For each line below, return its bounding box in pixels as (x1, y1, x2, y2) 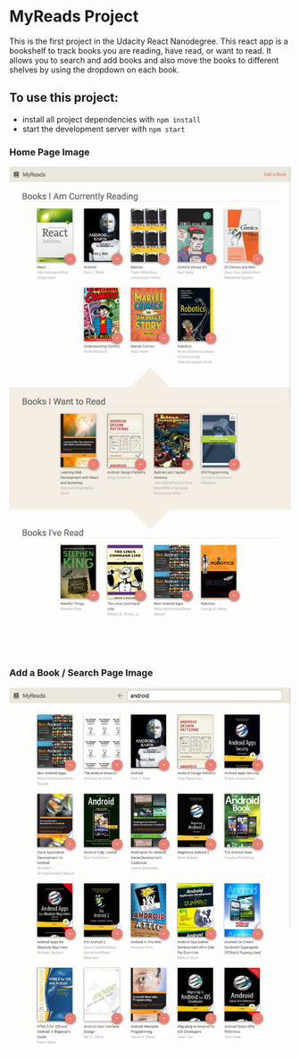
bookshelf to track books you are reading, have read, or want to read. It (9, 45, 272, 55)
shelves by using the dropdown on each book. (9, 64, 180, 75)
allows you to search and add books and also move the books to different (9, 55, 279, 65)
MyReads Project (9, 6, 139, 27)
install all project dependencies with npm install (21, 114, 201, 124)
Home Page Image (9, 146, 90, 158)
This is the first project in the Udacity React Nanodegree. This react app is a (9, 36, 288, 46)
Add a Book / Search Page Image (9, 667, 154, 679)
